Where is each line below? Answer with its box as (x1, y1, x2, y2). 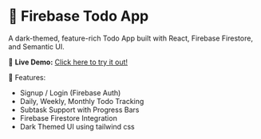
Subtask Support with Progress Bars (19, 105, 140, 114)
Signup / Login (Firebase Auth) (19, 87, 121, 98)
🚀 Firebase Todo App (8, 7, 149, 25)
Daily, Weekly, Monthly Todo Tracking (19, 96, 144, 106)
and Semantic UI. (8, 41, 65, 51)
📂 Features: (8, 72, 46, 82)
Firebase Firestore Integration (19, 113, 117, 122)
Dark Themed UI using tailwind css (19, 122, 135, 131)
